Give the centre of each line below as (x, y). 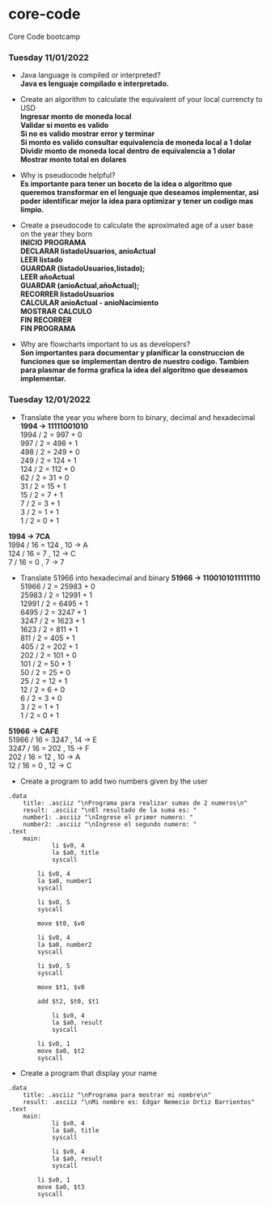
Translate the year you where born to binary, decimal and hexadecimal (138, 417)
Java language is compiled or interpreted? (90, 75)
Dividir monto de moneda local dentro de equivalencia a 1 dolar (128, 151)
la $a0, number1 (65, 881)
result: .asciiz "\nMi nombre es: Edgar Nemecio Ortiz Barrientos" (139, 1102)
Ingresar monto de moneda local (76, 117)
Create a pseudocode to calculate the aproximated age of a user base (137, 225)
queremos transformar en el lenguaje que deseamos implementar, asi (139, 193)
